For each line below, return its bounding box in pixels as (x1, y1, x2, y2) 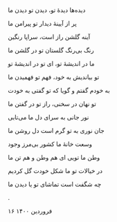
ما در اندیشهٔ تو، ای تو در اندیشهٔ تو (8, 59, 96, 68)
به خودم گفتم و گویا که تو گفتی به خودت (8, 86, 110, 94)
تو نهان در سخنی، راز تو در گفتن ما (8, 100, 96, 108)
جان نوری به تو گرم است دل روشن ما (8, 127, 105, 134)
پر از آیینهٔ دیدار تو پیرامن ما (8, 19, 77, 27)
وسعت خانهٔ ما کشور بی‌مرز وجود (8, 140, 93, 148)
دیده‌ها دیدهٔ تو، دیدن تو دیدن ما (8, 6, 86, 14)
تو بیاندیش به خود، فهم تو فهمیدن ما (8, 73, 100, 81)
